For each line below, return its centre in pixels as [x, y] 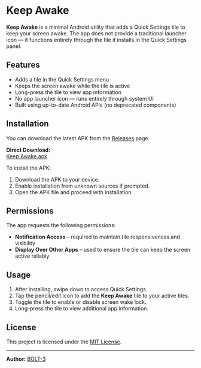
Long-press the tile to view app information [68, 92]
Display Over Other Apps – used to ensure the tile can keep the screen [103, 250]
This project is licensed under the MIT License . [64, 342]
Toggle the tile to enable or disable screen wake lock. [80, 302]
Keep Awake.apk [27, 156]
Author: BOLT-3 [26, 359]
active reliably [32, 256]
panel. [14, 46]
